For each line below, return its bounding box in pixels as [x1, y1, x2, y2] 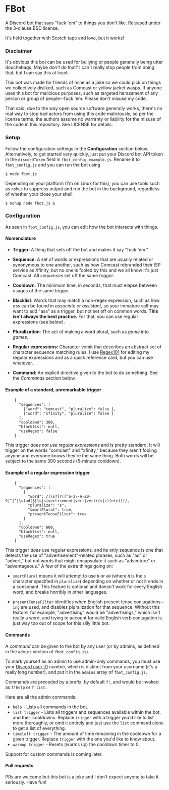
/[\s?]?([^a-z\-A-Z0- [45, 494, 92, 499]
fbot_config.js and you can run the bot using [5, 162, 101, 168]
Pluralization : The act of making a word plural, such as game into [12, 329, 149, 335]
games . [12, 334, 29, 340]
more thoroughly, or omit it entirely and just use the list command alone [12, 720, 164, 726]
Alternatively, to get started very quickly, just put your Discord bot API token [5, 151, 163, 157]
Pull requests [5, 763, 34, 769]
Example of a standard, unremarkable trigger [5, 387, 102, 393]
